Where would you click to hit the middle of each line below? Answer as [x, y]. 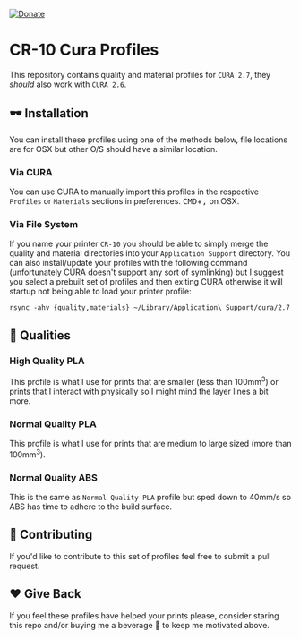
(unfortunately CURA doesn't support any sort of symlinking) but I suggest [146, 272]
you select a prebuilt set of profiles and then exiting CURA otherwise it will [146, 282]
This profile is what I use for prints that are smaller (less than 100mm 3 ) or [144, 381]
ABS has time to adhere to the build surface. [91, 507]
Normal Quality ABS [54, 477]
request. [25, 566]
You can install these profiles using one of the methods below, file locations [149, 140]
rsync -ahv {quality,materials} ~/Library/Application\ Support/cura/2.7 [150, 308]
